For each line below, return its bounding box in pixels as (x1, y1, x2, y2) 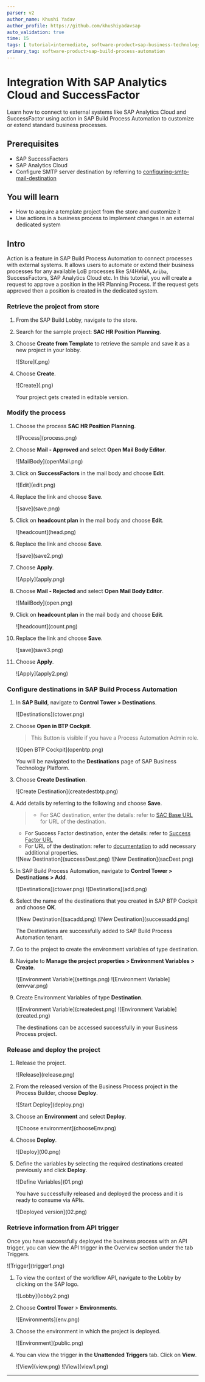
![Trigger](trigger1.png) (7, 1262, 65, 1269)
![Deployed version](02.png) (15, 1208, 88, 1216)
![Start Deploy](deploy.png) (15, 1101, 85, 1108)
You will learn (7, 192, 60, 203)
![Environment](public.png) (15, 1339, 84, 1347)
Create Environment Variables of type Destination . (15, 994, 143, 1001)
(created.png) (15, 1012, 50, 1019)
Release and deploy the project (7, 1046, 101, 1054)
